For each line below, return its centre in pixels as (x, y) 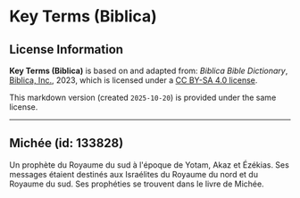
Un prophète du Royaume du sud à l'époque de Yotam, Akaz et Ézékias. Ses (150, 165)
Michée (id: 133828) (67, 143)
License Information (66, 49)
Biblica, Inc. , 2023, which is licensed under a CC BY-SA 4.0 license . (133, 80)
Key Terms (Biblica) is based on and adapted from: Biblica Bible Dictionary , (149, 70)
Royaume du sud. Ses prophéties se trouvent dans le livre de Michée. (137, 184)
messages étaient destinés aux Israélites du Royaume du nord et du (134, 174)
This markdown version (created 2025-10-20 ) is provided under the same (143, 97)
